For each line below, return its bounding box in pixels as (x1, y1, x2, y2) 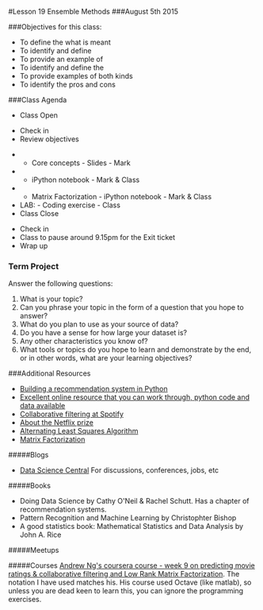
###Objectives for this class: (8, 22, 102, 31)
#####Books (8, 481, 51, 491)
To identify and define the (19, 63, 105, 72)
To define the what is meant (19, 37, 111, 47)
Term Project (8, 261, 59, 272)
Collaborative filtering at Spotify (19, 409, 124, 419)
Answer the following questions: (8, 279, 113, 288)
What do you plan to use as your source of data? (19, 319, 179, 329)
